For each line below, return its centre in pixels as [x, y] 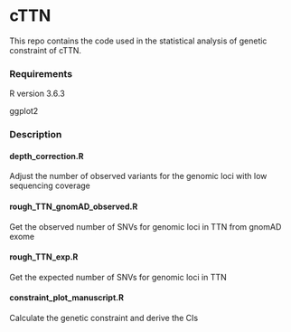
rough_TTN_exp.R [44, 257]
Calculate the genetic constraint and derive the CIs [104, 318]
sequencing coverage [50, 185]
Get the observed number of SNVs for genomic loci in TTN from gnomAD [145, 226]
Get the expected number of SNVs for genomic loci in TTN [118, 277]
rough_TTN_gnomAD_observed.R [74, 206]
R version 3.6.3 [37, 94]
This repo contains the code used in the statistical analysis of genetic [138, 41]
